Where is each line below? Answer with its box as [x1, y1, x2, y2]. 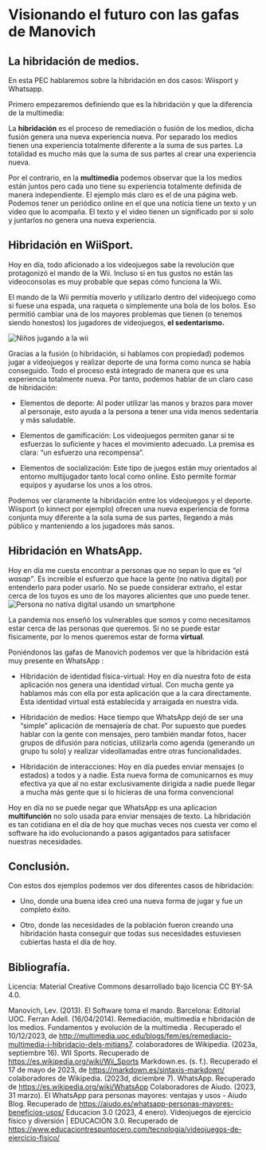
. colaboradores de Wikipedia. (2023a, [131, 1040, 257, 1049]
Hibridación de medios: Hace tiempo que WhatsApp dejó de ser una [19, 712, 244, 722]
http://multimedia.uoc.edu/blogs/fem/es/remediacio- [58, 1031, 233, 1041]
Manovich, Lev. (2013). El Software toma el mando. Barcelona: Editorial [8, 1005, 241, 1016]
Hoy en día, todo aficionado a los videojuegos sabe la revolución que [8, 260, 235, 269]
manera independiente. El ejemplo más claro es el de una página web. [8, 190, 238, 199]
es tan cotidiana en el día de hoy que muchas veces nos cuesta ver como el [8, 819, 257, 829]
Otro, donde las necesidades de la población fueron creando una [19, 921, 233, 930]
